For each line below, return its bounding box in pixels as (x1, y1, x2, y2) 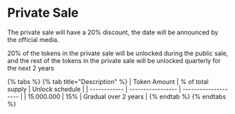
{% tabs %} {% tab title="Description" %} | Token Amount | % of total (7, 77, 209, 85)
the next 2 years (7, 64, 55, 72)
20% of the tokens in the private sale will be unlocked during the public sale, (7, 49, 229, 57)
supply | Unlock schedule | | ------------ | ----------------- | (7, 85, 181, 93)
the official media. (7, 35, 60, 43)
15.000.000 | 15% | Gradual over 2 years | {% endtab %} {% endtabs (27, 92, 227, 101)
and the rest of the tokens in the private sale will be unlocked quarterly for (7, 56, 221, 64)
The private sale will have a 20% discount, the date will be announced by (7, 28, 219, 36)
